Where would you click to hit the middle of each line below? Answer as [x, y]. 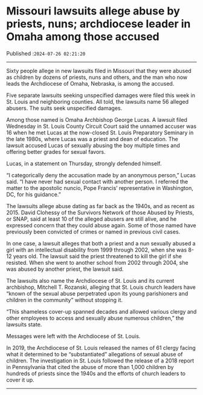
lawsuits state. [24, 324]
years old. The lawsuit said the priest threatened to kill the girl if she [98, 256]
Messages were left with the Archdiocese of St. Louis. [73, 336]
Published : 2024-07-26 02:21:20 [46, 53]
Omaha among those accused [83, 37]
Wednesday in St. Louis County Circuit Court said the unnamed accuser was [101, 126]
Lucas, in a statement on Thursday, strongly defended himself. [84, 163]
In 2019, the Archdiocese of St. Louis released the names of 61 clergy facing [101, 347]
